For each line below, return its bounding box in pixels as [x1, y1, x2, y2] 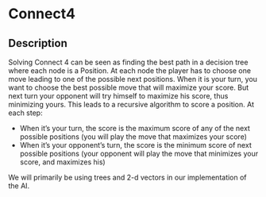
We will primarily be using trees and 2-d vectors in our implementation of [8, 172, 248, 182]
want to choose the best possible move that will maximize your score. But [8, 83, 249, 92]
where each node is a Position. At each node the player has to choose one [8, 66, 252, 75]
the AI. [8, 181, 30, 191]
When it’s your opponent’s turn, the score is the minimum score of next [19, 141, 252, 149]
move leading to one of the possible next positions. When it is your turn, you [8, 75, 258, 83]
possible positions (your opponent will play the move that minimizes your [19, 149, 259, 158]
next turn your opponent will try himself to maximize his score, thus [8, 91, 229, 100]
